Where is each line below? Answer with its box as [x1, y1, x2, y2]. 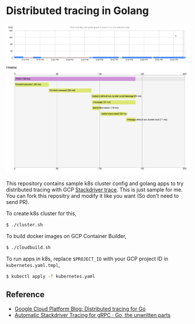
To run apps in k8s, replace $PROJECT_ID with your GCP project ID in [6, 256, 168, 263]
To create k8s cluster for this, [6, 210, 77, 217]
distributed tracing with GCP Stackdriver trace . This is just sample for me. [6, 186, 183, 194]
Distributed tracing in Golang [6, 4, 149, 18]
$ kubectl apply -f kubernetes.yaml [6, 274, 95, 280]
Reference [6, 289, 45, 299]
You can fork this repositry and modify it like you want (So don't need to [6, 192, 179, 199]
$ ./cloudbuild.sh [6, 244, 51, 251]
